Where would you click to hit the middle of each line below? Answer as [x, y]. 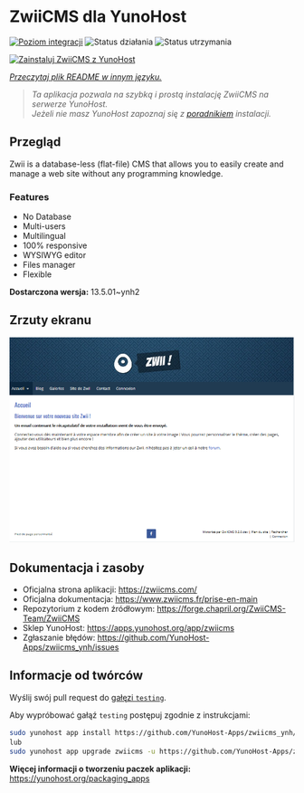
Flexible [37, 274]
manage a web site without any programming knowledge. [116, 173]
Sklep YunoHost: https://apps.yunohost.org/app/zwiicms [128, 627]
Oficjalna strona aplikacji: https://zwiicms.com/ [109, 589]
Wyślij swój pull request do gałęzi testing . [88, 697]
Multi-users [44, 226]
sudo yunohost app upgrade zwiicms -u [82, 752]
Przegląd [35, 142]
